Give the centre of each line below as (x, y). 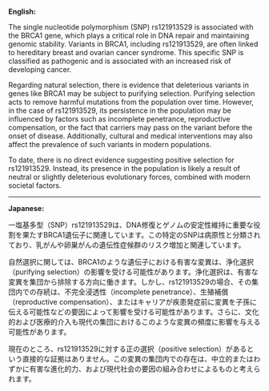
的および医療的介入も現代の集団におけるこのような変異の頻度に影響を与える (134, 322)
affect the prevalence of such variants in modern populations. (110, 144)
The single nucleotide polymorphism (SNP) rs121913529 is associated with (131, 27)
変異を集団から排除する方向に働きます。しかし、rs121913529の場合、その (130, 282)
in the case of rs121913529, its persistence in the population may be (120, 110)
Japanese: (26, 208)
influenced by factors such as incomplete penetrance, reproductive (119, 119)
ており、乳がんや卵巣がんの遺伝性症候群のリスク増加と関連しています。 (127, 245)
